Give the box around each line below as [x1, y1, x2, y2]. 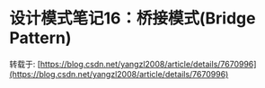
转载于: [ [9, 58, 41, 69]
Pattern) [9, 28, 72, 48]
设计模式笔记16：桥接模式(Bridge [9, 8, 256, 29]
